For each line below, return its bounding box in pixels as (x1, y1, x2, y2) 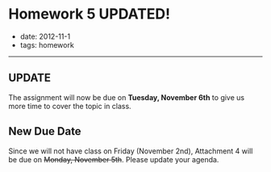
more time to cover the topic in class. (8, 101, 131, 111)
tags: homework (19, 40, 74, 49)
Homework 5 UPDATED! (8, 5, 171, 23)
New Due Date (8, 124, 82, 138)
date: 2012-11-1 (19, 31, 71, 41)
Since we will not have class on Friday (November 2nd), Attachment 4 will (8, 146, 253, 156)
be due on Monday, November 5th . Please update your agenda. (8, 154, 219, 164)
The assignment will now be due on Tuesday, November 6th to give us (8, 92, 244, 102)
